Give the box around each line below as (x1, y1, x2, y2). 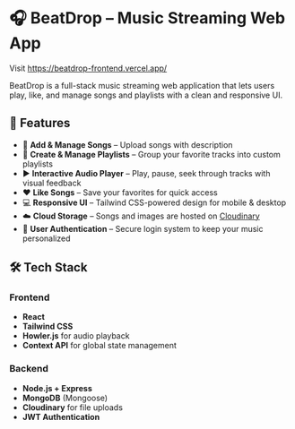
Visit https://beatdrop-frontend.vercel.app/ (9, 63, 168, 73)
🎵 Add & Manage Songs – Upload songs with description (22, 139, 233, 150)
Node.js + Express (22, 382, 92, 393)
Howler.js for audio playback (22, 330, 130, 341)
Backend (9, 363, 49, 375)
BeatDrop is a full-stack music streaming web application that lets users (9, 80, 275, 90)
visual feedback (22, 177, 82, 188)
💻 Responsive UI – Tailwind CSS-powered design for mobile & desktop (22, 197, 287, 208)
